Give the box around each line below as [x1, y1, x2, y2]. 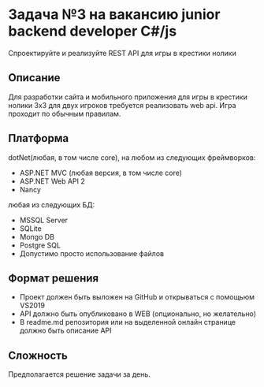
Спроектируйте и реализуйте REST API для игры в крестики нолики [8, 48, 236, 58]
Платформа [8, 132, 69, 145]
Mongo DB [19, 232, 55, 241]
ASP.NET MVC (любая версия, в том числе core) [19, 168, 183, 177]
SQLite [19, 223, 42, 233]
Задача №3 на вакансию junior [8, 6, 221, 24]
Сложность [8, 348, 69, 362]
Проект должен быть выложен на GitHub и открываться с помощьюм [19, 292, 255, 302]
